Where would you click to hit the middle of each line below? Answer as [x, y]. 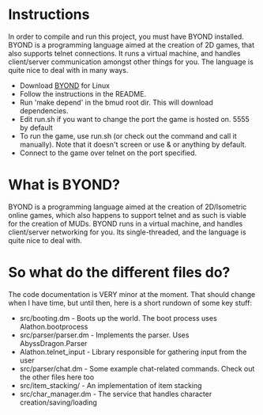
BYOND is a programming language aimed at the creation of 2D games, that [131, 44]
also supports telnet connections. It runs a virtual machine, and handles [124, 53]
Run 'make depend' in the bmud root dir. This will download [116, 102]
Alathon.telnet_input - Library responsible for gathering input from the [133, 352]
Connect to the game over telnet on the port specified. [108, 153]
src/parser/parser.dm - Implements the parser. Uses [104, 335]
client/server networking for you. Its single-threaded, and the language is [127, 232]
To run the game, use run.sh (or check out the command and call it [128, 135]
